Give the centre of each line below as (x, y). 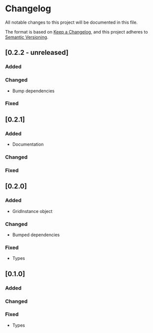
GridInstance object (32, 211)
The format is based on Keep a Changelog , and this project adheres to (76, 32)
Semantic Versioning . (27, 37)
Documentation (28, 144)
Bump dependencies (33, 91)
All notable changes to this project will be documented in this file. (72, 22)
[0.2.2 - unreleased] (37, 53)
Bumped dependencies (36, 235)
